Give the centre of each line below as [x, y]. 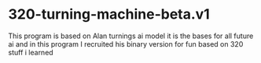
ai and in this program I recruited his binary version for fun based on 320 [126, 44]
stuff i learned [31, 52]
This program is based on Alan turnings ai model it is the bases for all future [131, 36]
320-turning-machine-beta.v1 [109, 14]
